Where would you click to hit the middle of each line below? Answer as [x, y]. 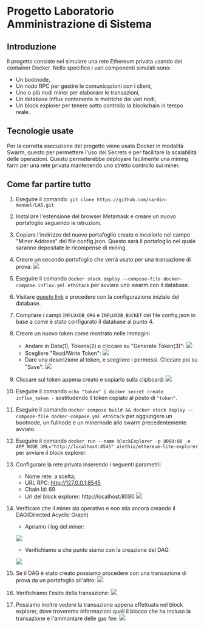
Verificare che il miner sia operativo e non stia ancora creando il [95, 508]
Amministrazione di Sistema [80, 24]
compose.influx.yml [40, 285]
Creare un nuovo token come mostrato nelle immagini [83, 333]
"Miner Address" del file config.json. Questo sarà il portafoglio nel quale [106, 241]
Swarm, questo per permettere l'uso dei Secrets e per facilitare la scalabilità [102, 152]
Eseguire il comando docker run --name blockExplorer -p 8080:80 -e [103, 441]
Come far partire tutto [49, 184]
